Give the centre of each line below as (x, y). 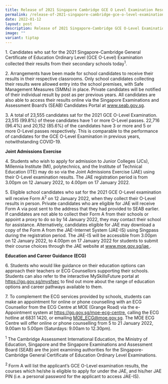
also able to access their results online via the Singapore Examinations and (82, 100)
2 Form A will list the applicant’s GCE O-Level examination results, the (76, 365)
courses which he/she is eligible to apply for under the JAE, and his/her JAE (83, 371)
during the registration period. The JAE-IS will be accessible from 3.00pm (81, 236)
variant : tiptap (22, 38)
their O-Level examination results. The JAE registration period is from (76, 177)
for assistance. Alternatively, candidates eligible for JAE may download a (80, 225)
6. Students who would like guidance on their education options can (75, 266)
